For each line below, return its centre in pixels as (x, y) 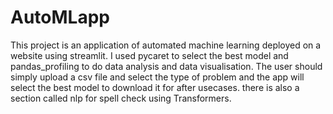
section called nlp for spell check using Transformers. (121, 98)
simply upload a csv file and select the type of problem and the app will (157, 77)
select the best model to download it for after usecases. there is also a (155, 87)
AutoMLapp (60, 17)
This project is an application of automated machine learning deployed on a (166, 45)
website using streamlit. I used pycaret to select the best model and (149, 55)
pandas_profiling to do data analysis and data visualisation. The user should (166, 66)
